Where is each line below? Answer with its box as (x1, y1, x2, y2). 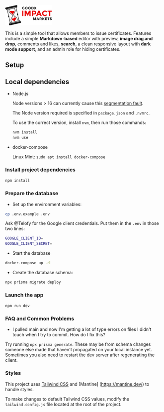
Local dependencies (5, 77, 70, 86)
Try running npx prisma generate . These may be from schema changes (5, 341, 151, 347)
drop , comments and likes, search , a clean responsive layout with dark (5, 41, 151, 47)
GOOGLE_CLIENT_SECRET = (5, 241, 52, 246)
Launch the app (5, 291, 44, 298)
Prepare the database (5, 190, 59, 197)
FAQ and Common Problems (5, 315, 75, 322)
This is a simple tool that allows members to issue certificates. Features (5, 30, 152, 36)
